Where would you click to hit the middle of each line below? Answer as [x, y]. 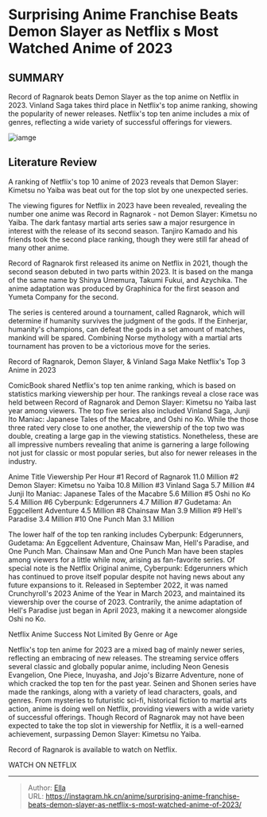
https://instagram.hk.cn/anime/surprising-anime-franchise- [143, 796]
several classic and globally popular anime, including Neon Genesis [118, 666]
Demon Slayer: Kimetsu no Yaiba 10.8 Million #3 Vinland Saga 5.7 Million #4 [132, 485]
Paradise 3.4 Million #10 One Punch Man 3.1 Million [91, 519]
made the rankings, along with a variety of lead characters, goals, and [123, 691]
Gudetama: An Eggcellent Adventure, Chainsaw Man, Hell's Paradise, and [129, 543]
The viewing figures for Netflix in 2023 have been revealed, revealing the [128, 205]
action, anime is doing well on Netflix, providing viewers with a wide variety [131, 708]
